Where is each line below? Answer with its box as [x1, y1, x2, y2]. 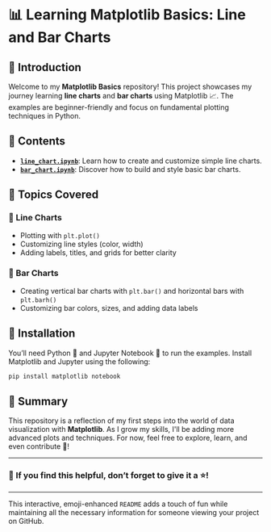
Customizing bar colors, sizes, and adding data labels [19, 303, 198, 312]
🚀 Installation [8, 327, 76, 341]
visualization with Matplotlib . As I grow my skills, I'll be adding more [8, 425, 235, 434]
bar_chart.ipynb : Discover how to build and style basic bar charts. [19, 164, 241, 174]
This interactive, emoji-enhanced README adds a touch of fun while [8, 499, 228, 509]
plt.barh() [19, 295, 57, 304]
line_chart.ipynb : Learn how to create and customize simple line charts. [19, 156, 262, 165]
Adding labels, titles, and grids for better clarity [19, 247, 177, 258]
